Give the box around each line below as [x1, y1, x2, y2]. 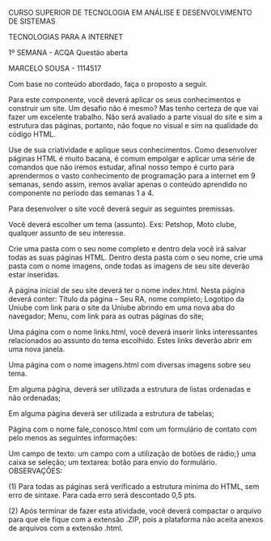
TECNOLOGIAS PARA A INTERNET [8, 32, 124, 41]
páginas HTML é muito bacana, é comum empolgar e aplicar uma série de [8, 154, 256, 163]
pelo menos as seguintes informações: [8, 433, 138, 442]
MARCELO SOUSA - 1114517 [8, 63, 102, 73]
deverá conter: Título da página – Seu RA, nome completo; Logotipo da [8, 294, 245, 303]
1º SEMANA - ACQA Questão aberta [8, 48, 128, 57]
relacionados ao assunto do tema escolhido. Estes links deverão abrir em [8, 336, 252, 345]
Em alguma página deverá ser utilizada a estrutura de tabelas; [8, 409, 214, 418]
